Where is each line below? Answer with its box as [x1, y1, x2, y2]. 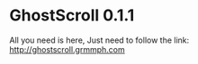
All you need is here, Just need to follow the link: [9, 35, 190, 45]
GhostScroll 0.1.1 [9, 5, 135, 26]
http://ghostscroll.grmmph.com [9, 44, 126, 54]
